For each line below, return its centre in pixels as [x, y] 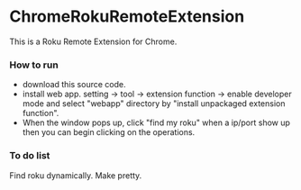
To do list [30, 156]
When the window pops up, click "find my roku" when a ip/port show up [156, 122]
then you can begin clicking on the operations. [109, 132]
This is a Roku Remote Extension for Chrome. [93, 41]
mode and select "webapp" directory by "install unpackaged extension [154, 104]
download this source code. [74, 85]
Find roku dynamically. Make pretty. [76, 175]
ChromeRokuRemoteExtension [127, 17]
